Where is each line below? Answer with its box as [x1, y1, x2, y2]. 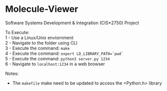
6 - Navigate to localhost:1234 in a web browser [5, 61, 105, 67]
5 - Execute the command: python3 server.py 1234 [5, 55, 110, 61]
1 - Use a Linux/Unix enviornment [5, 35, 74, 41]
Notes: [5, 70, 19, 76]
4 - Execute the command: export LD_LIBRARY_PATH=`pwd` [5, 50, 124, 56]
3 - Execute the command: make [5, 45, 70, 51]
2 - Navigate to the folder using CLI [5, 40, 78, 45]
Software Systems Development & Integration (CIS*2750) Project [5, 20, 140, 26]
